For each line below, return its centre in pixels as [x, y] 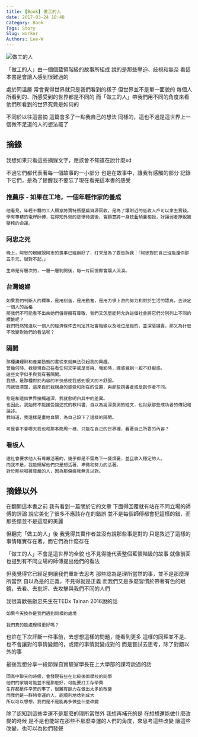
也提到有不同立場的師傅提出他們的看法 [53, 561]
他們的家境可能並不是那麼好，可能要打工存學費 [55, 683]
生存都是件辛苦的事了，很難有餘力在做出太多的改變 [59, 689]
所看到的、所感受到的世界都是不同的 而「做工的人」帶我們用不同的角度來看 [98, 97]
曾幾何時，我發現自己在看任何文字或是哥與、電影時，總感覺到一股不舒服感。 [86, 368]
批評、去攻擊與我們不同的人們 [74, 589]
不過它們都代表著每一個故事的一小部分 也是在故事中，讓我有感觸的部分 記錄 [98, 173]
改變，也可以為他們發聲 [35, 728]
